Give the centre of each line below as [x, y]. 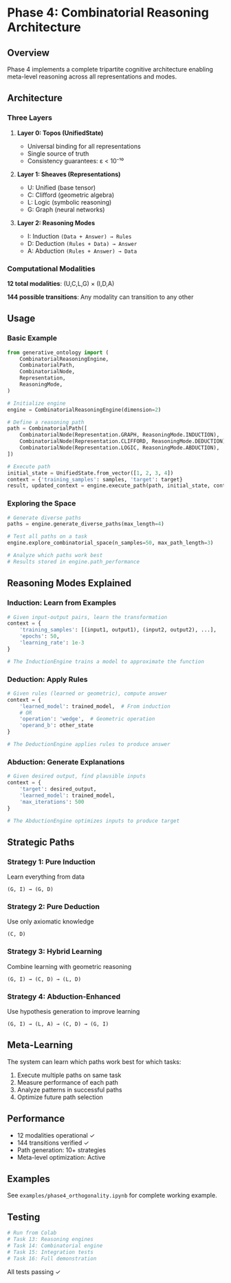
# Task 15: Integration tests [51, 1252]
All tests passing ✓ [34, 1271]
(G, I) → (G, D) [30, 890]
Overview [29, 53]
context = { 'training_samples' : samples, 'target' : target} [95, 479]
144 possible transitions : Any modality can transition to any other [100, 297]
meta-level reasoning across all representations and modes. [92, 76]
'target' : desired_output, [58, 789]
